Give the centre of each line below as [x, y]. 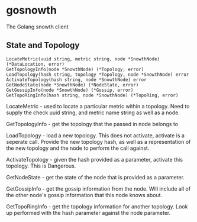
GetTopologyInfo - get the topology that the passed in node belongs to [92, 124]
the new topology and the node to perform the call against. [78, 148]
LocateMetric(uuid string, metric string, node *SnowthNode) [83, 59]
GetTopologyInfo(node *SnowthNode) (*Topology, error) [75, 69]
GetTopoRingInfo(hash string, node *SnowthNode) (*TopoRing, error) [92, 95]
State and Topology [43, 45]
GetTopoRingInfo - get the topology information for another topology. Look [97, 206]
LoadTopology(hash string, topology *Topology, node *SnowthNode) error [98, 75]
